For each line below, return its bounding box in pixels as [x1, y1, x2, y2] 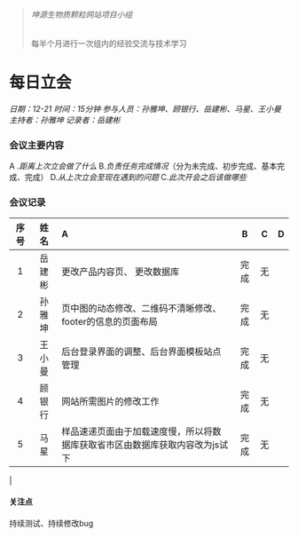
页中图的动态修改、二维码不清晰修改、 [61, 302, 222, 314]
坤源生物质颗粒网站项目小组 [30, 9, 133, 20]
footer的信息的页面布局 [61, 315, 158, 328]
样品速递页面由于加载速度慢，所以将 [61, 425, 213, 438]
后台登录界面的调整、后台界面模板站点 [61, 345, 222, 358]
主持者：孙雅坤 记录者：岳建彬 [9, 115, 121, 125]
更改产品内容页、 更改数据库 [61, 265, 180, 278]
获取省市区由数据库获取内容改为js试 [79, 438, 229, 451]
